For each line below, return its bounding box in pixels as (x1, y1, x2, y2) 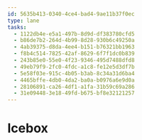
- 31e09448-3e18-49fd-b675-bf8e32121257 (13, 90, 135, 97)
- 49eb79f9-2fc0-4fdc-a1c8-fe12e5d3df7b (13, 63, 135, 70)
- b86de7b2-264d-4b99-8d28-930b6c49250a (13, 37, 135, 44)
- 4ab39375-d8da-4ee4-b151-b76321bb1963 (13, 43, 135, 50)
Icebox (7, 120, 48, 136)
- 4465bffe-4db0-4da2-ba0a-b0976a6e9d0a (13, 76, 135, 84)
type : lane (7, 17, 40, 24)
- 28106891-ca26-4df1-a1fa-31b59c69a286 (13, 83, 135, 90)
